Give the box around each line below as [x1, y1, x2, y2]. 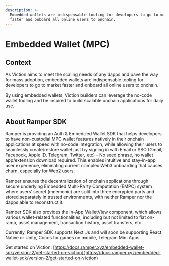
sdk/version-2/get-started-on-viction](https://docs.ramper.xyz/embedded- [5, 250, 161, 256]
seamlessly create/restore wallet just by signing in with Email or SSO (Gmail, [5, 147, 163, 153]
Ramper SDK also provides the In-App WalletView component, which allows [5, 209, 162, 215]
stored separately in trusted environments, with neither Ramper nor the [5, 194, 152, 200]
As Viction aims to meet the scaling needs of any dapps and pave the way [5, 71, 158, 78]
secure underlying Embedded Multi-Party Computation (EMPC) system [5, 183, 152, 189]
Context [5, 58, 31, 67]
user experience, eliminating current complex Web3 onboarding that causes [5, 163, 163, 169]
